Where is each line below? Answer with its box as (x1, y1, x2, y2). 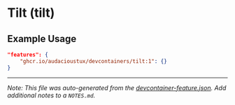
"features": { (7, 51, 49, 58)
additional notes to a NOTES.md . (7, 91, 96, 99)
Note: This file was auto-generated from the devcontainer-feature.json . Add (7, 83, 227, 92)
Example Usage (7, 33, 77, 45)
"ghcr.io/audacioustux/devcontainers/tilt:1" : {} (20, 57, 168, 64)
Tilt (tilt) (7, 5, 55, 21)
